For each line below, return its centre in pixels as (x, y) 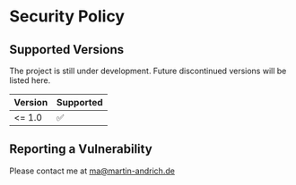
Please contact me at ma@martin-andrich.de (92, 171)
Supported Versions (66, 50)
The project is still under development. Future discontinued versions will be (148, 71)
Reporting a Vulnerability (81, 149)
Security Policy (67, 17)
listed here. (30, 80)
